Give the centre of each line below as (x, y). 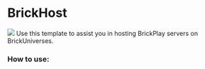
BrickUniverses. (31, 41)
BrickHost (37, 13)
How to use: (28, 59)
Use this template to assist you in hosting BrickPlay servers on (107, 33)
